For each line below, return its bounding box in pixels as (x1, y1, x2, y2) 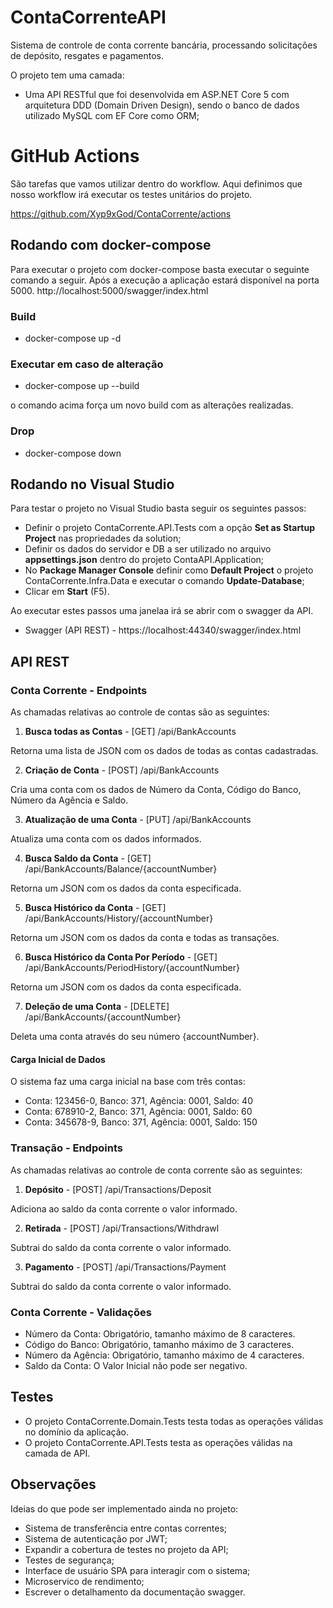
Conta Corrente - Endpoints (10, 683, 148, 697)
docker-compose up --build (24, 380, 140, 392)
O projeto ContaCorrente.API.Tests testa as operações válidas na (24, 1436, 293, 1448)
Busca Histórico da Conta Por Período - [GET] (24, 951, 218, 963)
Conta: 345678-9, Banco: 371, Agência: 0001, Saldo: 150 (24, 1116, 258, 1128)
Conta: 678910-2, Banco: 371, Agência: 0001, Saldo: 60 (24, 1106, 253, 1118)
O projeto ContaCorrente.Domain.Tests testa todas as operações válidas (24, 1415, 324, 1427)
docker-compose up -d (24, 332, 122, 344)
